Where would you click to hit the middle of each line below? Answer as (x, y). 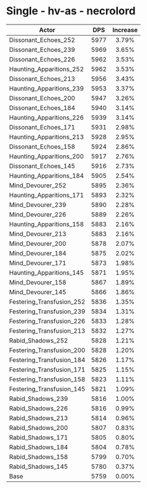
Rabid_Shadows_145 (39, 467)
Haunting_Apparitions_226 (47, 118)
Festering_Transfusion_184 (47, 360)
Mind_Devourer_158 (38, 282)
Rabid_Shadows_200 (39, 428)
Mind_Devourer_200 (38, 243)
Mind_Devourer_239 (38, 205)
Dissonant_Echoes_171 (42, 127)
